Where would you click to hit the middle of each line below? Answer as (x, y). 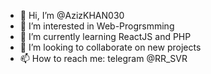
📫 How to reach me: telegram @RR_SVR (103, 58)
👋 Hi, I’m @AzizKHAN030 (72, 15)
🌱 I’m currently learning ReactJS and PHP (105, 36)
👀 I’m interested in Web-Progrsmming (97, 26)
